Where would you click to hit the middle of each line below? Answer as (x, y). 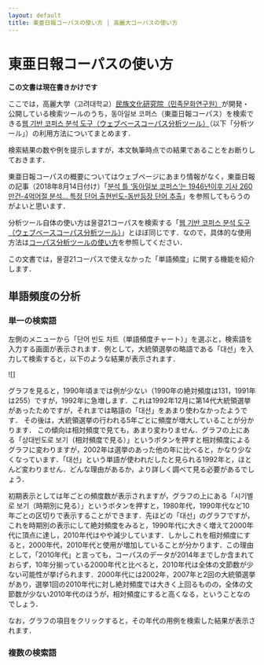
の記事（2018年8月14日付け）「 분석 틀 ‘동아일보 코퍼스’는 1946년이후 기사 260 (130, 186)
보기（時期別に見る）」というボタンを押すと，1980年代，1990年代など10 (133, 506)
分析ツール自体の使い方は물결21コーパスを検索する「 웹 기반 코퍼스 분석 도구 (129, 223)
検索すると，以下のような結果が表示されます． (104, 359)
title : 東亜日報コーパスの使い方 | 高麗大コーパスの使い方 (93, 23)
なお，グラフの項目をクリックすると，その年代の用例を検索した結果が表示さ (132, 621)
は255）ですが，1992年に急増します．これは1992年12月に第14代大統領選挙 (130, 401)
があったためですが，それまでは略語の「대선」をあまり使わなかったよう (125, 410)
